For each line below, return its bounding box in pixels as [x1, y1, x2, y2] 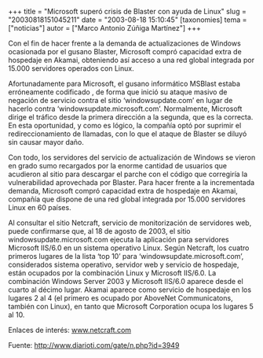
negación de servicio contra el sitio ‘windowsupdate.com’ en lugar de [8, 96, 233, 105]
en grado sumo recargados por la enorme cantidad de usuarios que [8, 161, 228, 170]
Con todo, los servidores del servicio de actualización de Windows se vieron [8, 153, 256, 162]
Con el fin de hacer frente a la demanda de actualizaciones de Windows [8, 39, 241, 48]
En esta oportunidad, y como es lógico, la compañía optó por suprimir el [8, 121, 242, 130]
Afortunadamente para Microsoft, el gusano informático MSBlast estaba [8, 79, 241, 88]
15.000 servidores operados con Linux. [8, 64, 135, 73]
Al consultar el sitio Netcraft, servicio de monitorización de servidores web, [8, 218, 252, 227]
